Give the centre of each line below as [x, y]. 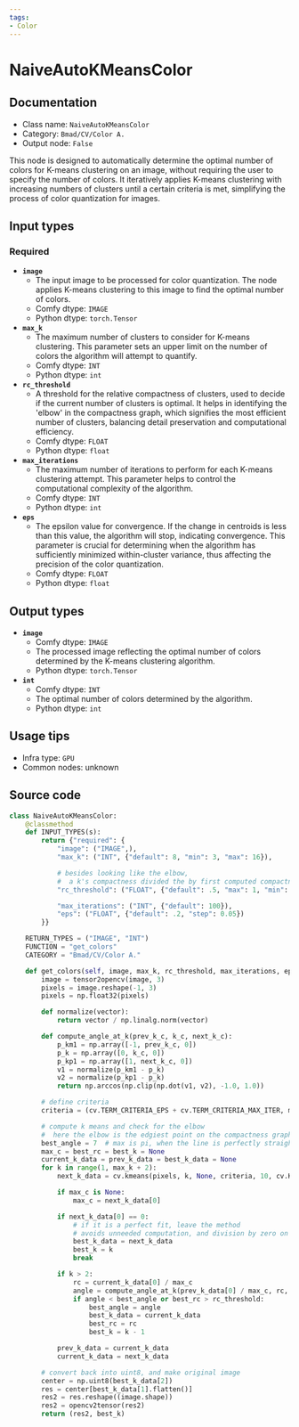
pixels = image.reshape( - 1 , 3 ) [99, 988]
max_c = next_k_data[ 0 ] [117, 1200]
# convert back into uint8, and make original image [141, 1373]
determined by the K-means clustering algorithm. [125, 661]
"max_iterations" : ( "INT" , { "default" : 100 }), [145, 906]
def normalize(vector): [85, 1012]
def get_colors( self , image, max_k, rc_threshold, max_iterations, [153, 971]
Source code [45, 795]
